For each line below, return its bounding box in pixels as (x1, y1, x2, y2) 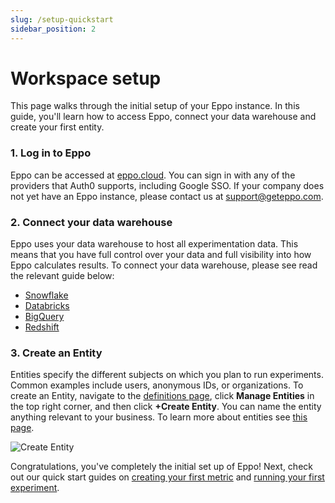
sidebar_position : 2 (10, 24, 97, 34)
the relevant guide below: (10, 270, 115, 282)
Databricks (24, 300, 70, 312)
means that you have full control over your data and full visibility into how (10, 249, 312, 261)
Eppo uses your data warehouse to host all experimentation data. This (10, 238, 299, 250)
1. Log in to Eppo (10, 146, 92, 160)
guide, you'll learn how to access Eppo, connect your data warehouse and (10, 111, 317, 123)
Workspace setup (10, 67, 162, 90)
